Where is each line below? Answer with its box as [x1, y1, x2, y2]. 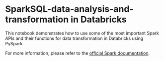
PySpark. [5, 40, 24, 46]
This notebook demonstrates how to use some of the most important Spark [5, 30, 159, 36]
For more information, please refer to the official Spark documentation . [5, 50, 150, 56]
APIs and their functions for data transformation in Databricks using [5, 35, 143, 41]
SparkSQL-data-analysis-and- [5, 3, 134, 15]
